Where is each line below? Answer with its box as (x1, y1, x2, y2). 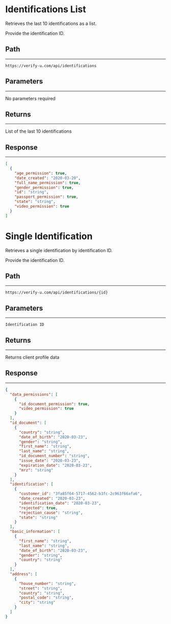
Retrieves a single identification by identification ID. (5, 247, 113, 253)
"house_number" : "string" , (18, 581, 76, 586)
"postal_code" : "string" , (18, 595, 74, 601)
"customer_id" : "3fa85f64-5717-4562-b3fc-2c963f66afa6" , (18, 491, 142, 496)
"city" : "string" (18, 600, 56, 605)
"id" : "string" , (14, 190, 49, 195)
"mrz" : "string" (18, 467, 53, 472)
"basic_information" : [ (10, 529, 60, 534)
